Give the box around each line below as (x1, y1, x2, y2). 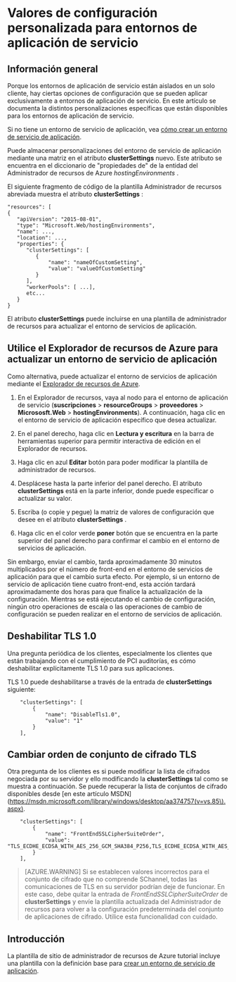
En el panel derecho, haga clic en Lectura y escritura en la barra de (17, 429, 214, 437)
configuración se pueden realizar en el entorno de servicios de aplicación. (7, 609, 223, 618)
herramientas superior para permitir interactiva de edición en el (17, 437, 201, 445)
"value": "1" (44, 717, 83, 724)
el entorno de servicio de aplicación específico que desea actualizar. (17, 416, 217, 424)
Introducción (7, 933, 65, 945)
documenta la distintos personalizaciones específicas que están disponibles (7, 104, 228, 112)
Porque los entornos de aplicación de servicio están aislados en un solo (7, 82, 216, 89)
